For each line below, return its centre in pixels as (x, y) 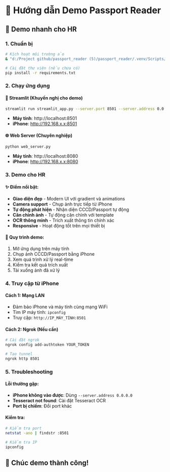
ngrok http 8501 (22, 359)
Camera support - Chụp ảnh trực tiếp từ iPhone (62, 204)
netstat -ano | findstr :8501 (37, 433)
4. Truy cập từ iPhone (32, 283)
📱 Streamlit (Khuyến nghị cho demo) (44, 98)
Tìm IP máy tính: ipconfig (39, 312)
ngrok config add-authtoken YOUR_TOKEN (47, 345)
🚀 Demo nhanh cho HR (41, 29)
